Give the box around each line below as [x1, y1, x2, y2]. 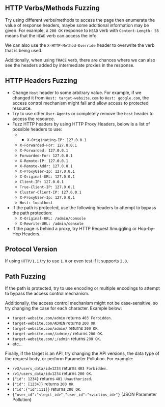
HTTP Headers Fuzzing [5, 76, 78, 85]
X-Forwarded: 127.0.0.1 [19, 148, 69, 153]
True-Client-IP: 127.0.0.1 [19, 185, 75, 189]
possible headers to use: [12, 126, 62, 132]
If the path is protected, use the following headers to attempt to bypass [12, 204, 156, 211]
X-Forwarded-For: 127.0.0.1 [19, 143, 77, 148]
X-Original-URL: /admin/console [19, 216, 86, 221]
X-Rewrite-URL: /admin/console [19, 221, 84, 226]
